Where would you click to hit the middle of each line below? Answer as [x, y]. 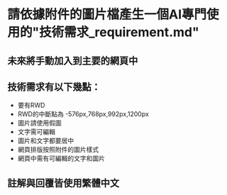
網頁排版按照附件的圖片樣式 [58, 150]
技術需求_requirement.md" [119, 32]
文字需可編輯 [36, 132]
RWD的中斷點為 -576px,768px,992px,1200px [83, 114]
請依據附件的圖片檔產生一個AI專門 [107, 15]
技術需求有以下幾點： [54, 87]
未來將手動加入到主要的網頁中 [73, 61]
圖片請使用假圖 [39, 123]
